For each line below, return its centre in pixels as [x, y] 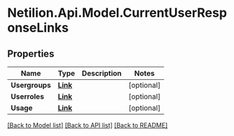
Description [102, 73]
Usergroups [31, 85]
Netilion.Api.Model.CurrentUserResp [117, 13]
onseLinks [38, 28]
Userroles [27, 96]
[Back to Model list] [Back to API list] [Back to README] [88, 125]
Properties [31, 54]
